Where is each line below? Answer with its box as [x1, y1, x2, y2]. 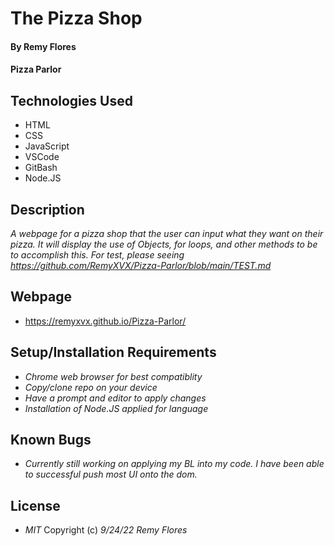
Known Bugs [10, 432, 92, 449]
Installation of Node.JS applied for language [24, 402, 209, 414]
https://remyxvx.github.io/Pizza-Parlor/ [24, 315, 187, 327]
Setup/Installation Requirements [10, 344, 217, 361]
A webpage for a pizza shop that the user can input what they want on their [10, 228, 324, 239]
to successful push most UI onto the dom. [24, 468, 198, 481]
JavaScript [24, 140, 70, 152]
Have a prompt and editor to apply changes [24, 392, 207, 404]
